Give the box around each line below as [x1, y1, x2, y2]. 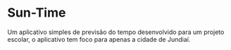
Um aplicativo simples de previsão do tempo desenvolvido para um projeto [7, 28, 225, 36]
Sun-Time [7, 5, 66, 21]
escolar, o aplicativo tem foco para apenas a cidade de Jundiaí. [7, 35, 191, 43]
